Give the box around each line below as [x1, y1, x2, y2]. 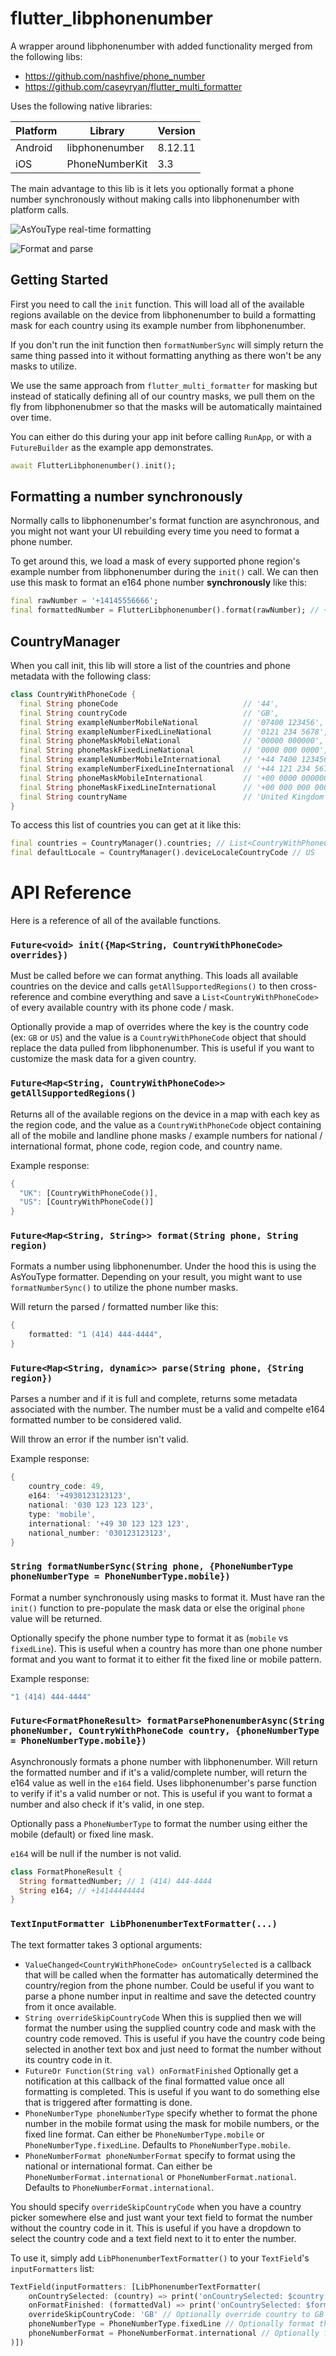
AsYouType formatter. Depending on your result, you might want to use [10, 1271, 303, 1283]
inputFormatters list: [10, 2262, 95, 2274]
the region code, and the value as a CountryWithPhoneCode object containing [10, 1118, 322, 1131]
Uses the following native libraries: [10, 100, 153, 112]
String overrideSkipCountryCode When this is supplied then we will [24, 2011, 302, 2023]
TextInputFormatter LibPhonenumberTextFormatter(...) [10, 1918, 278, 1930]
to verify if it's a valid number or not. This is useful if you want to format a [10, 1787, 313, 1799]
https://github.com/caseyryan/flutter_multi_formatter [24, 80, 243, 92]
